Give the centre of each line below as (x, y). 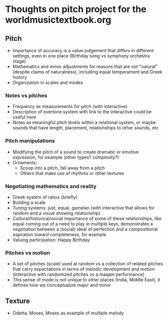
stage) (19, 61)
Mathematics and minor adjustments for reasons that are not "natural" (85, 67)
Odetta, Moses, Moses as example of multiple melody (68, 313)
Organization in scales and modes (48, 82)
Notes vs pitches (26, 95)
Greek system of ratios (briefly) (45, 197)
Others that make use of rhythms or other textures (72, 173)
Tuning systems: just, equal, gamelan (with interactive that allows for (83, 207)
